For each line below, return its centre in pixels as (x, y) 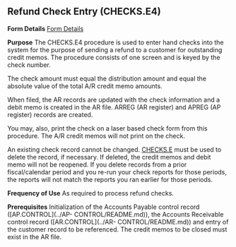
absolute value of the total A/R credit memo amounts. (85, 86)
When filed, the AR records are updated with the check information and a (114, 100)
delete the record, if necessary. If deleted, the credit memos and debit (109, 157)
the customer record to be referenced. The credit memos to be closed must (117, 229)
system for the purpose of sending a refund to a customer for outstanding (115, 49)
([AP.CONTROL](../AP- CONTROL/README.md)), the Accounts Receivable (116, 214)
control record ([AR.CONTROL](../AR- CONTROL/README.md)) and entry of (118, 222)
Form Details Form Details (46, 28)
